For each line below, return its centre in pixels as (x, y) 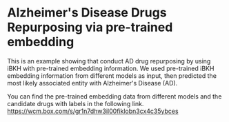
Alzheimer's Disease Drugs (87, 13)
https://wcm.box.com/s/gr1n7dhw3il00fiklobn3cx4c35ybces (93, 111)
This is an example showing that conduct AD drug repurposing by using (109, 61)
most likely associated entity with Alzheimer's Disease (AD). (92, 83)
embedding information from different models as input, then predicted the (112, 75)
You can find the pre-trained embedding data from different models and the (114, 96)
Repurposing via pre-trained (90, 27)
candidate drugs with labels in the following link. (76, 103)
